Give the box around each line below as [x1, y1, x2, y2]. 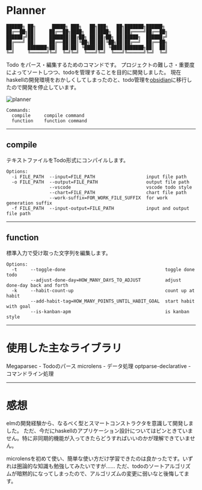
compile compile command [11, 112, 85, 118]
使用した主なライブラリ [6, 341, 123, 355]
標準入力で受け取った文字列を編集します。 [6, 249, 111, 256]
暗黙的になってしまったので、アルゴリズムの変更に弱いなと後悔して [16, 470, 185, 477]
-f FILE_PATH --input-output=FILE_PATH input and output [11, 205, 189, 211]
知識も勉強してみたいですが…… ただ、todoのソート [37, 462, 165, 470]
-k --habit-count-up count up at [11, 287, 195, 293]
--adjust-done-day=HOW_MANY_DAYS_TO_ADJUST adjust [30, 277, 182, 283]
